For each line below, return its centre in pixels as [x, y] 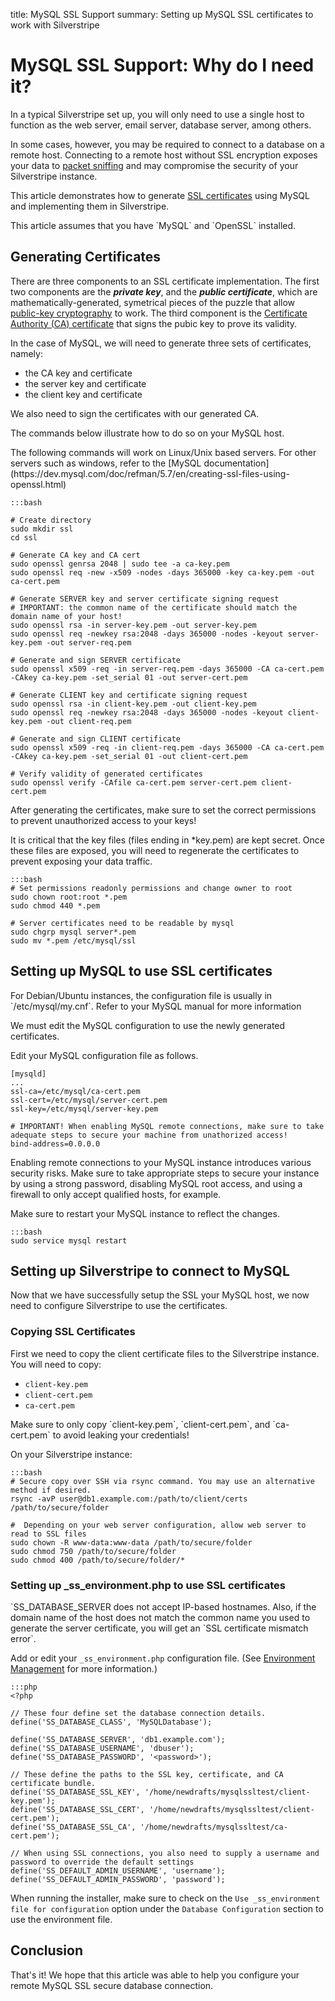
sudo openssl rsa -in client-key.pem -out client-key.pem [133, 704]
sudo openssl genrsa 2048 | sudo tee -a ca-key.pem [120, 564]
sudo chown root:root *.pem [69, 897]
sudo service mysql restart [69, 1240]
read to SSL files [48, 1534]
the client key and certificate [83, 394]
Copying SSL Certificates [73, 1332]
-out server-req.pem [89, 642]
